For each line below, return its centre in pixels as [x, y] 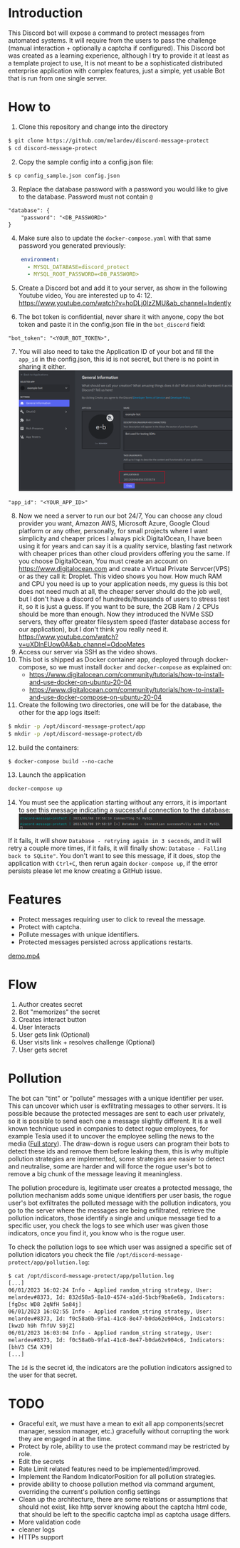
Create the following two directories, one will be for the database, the [120, 705]
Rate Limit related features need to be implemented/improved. [109, 1469]
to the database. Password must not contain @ [85, 197]
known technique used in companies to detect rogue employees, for [108, 1128]
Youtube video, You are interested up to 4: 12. [85, 296]
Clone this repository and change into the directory [93, 127]
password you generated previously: [72, 245]
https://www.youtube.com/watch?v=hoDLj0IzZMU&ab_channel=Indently [125, 303]
